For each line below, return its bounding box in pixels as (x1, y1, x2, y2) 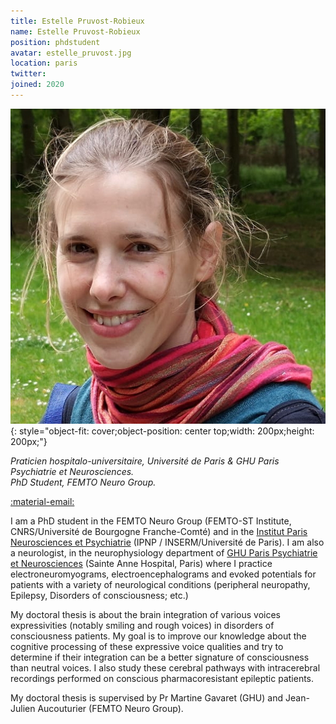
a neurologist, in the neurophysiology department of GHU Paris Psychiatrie (10, 546, 318, 559)
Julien (10, 702, 36, 714)
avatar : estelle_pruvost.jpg (10, 48, 132, 58)
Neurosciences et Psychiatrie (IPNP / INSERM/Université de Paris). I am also (10, 536, 325, 548)
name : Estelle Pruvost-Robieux (10, 26, 141, 37)
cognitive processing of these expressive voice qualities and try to (10, 640, 284, 652)
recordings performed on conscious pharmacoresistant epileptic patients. (10, 672, 315, 684)
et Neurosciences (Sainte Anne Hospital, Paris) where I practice (10, 557, 273, 569)
